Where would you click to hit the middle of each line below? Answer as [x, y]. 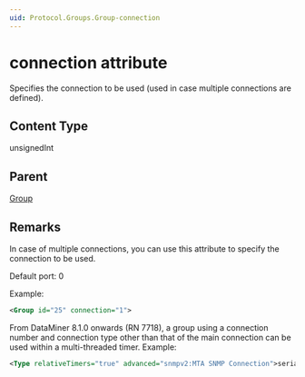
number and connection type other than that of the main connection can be [151, 337]
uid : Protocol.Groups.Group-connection [85, 18]
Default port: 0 [37, 276]
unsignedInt [32, 148]
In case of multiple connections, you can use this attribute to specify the [144, 249]
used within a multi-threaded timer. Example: [93, 347]
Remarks [35, 227]
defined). [26, 97]
